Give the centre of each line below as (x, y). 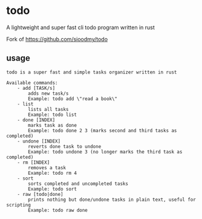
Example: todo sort (53, 189)
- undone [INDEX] (39, 141)
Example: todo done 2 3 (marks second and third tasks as (103, 130)
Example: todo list (53, 115)
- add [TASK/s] (36, 88)
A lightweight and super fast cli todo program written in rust (81, 27)
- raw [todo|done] (40, 194)
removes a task (47, 167)
